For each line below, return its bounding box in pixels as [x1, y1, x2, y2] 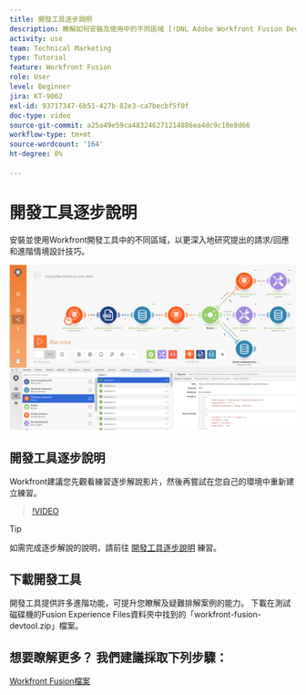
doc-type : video [9, 110, 71, 120]
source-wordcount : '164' [9, 140, 104, 150]
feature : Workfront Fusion [9, 63, 112, 72]
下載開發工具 [9, 571, 82, 587]
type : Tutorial [9, 53, 67, 63]
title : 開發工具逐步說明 [9, 15, 93, 24]
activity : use [9, 34, 64, 43]
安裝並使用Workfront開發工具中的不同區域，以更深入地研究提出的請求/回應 [9, 233, 290, 245]
